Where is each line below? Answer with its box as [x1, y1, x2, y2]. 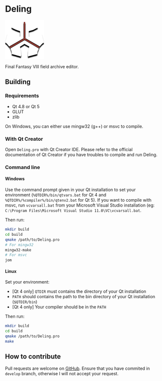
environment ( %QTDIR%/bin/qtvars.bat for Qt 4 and [5, 192, 107, 198]
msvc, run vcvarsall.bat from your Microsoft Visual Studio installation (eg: [5, 202, 155, 208]
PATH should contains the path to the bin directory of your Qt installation [12, 294, 156, 300]
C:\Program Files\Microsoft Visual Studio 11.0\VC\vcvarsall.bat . [5, 208, 142, 213]
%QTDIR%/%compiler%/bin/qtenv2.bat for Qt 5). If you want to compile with [5, 197, 152, 203]
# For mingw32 [5, 242, 34, 247]
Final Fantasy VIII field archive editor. [5, 63, 79, 69]
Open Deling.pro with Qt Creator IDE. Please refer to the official [5, 146, 133, 152]
